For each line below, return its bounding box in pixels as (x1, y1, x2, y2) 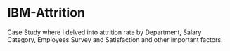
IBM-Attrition (7, 5, 86, 21)
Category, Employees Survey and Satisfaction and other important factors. (7, 35, 223, 43)
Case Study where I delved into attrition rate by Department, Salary (7, 28, 202, 36)
